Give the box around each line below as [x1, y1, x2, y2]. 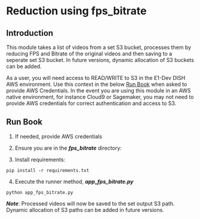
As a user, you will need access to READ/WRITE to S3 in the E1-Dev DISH [6, 75, 186, 81]
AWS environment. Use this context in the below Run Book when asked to [6, 81, 187, 88]
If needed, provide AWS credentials [14, 132, 103, 140]
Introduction [6, 28, 54, 38]
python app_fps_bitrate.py [6, 189, 73, 195]
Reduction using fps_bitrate [6, 4, 147, 18]
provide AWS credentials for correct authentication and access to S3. [6, 100, 177, 107]
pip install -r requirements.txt [6, 167, 90, 174]
